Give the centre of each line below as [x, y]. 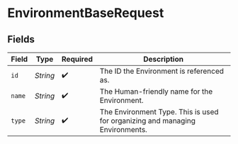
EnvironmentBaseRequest [86, 13]
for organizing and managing [148, 121]
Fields [21, 39]
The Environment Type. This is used [159, 112]
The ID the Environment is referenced [162, 71]
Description [164, 59]
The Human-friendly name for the [156, 92]
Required [77, 59]
